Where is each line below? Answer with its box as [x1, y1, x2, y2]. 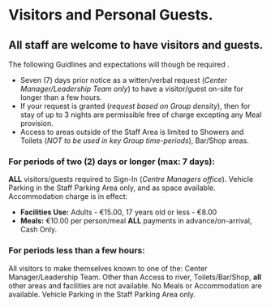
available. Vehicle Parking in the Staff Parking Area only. [8, 289, 196, 299]
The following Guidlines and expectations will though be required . [8, 59, 230, 69]
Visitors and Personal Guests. [8, 6, 213, 24]
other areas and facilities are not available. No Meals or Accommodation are [8, 280, 262, 290]
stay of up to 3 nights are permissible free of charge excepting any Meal [19, 110, 262, 119]
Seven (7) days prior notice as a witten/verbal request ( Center [19, 76, 227, 84]
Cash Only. [19, 225, 58, 235]
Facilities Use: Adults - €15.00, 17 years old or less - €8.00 [19, 207, 217, 217]
